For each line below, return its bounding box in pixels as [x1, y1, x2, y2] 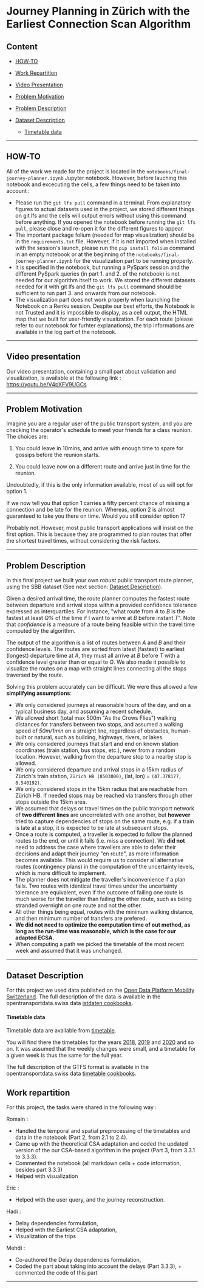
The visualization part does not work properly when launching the [15, 296, 180, 303]
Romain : [6, 1115, 29, 1123]
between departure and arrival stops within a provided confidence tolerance [6, 601, 197, 609]
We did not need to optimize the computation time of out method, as [15, 921, 191, 928]
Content [6, 41, 38, 52]
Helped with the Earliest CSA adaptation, [15, 1226, 117, 1233]
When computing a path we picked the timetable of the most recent [15, 941, 185, 948]
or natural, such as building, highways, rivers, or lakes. [27, 734, 164, 741]
